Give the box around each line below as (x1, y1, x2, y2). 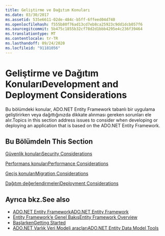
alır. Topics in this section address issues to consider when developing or (5, 117, 158, 123)
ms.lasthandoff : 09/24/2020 (5, 41, 65, 46)
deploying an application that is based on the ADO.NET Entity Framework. (5, 122, 160, 128)
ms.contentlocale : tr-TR (5, 36, 58, 41)
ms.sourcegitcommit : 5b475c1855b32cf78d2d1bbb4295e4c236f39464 (5, 27, 143, 32)
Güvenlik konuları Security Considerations (5, 151, 92, 157)
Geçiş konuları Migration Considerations (5, 171, 88, 177)
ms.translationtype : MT (5, 31, 56, 36)
